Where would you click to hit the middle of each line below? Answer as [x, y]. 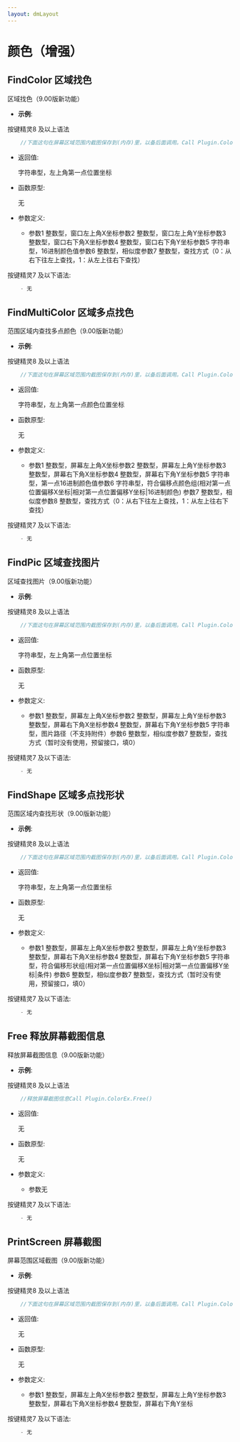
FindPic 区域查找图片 [54, 562]
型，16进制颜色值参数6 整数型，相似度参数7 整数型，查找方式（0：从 [130, 251]
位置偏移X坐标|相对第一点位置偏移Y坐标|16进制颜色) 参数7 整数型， [127, 492]
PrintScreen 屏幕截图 [54, 1242]
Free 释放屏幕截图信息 [56, 1036]
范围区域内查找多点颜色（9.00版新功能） [67, 331]
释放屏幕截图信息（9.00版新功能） [58, 1055]
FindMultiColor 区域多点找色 [71, 312]
